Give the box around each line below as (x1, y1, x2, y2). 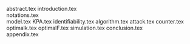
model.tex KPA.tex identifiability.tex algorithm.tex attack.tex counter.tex (6, 18, 184, 25)
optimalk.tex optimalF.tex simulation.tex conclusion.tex (6, 24, 143, 31)
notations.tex (6, 11, 39, 19)
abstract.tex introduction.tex (6, 5, 77, 12)
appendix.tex (6, 31, 39, 38)
